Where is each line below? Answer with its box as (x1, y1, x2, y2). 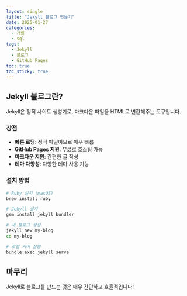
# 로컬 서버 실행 (6, 243, 41, 249)
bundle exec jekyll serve (6, 249, 69, 255)
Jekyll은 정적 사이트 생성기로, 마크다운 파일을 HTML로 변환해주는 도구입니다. (6, 108, 181, 115)
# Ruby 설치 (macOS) (6, 190, 54, 196)
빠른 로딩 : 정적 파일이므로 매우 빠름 (14, 139, 95, 146)
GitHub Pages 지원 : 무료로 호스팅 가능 (14, 146, 103, 153)
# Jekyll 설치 (6, 206, 38, 212)
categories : (6, 25, 35, 31)
